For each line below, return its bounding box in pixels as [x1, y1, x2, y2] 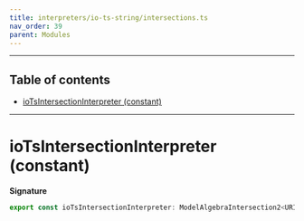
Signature [9, 186, 48, 197]
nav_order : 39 [9, 22, 63, 31]
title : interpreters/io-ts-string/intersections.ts [9, 13, 208, 23]
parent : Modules [9, 30, 71, 39]
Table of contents [9, 72, 110, 87]
